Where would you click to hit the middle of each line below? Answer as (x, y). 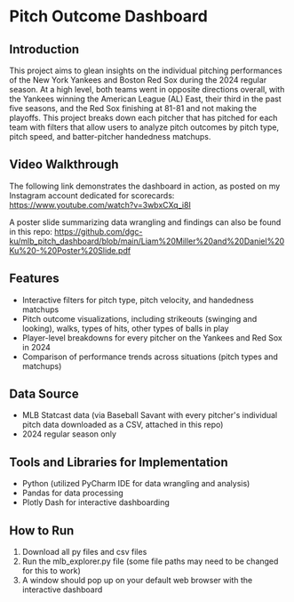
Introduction (44, 49)
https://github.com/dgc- (99, 231)
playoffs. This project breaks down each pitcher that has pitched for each (143, 118)
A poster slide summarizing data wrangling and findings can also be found (145, 222)
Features (34, 279)
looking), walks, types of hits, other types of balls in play (125, 328)
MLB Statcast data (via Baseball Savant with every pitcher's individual (150, 415)
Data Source (44, 394)
